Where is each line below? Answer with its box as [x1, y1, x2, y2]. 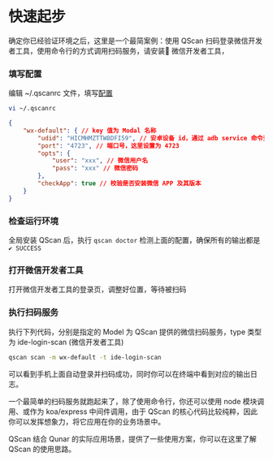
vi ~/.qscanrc [8, 105, 57, 113]
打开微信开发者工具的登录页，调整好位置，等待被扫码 [8, 285, 187, 295]
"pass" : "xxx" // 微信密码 [51, 164, 139, 173]
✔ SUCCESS [8, 244, 42, 252]
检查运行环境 [8, 215, 59, 226]
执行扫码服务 [8, 307, 59, 318]
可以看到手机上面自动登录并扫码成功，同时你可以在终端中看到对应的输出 [8, 368, 250, 378]
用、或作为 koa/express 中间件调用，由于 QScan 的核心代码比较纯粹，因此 [8, 407, 258, 416]
